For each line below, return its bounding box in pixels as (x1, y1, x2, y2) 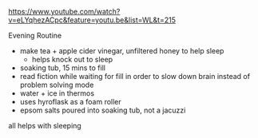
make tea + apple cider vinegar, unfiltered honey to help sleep (19, 46, 224, 55)
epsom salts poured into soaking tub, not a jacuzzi (19, 105, 186, 115)
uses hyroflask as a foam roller (19, 97, 121, 106)
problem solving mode (19, 80, 94, 89)
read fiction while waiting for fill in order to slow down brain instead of (19, 72, 250, 81)
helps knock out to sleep (31, 55, 113, 64)
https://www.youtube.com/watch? (8, 7, 121, 16)
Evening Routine (8, 31, 62, 40)
